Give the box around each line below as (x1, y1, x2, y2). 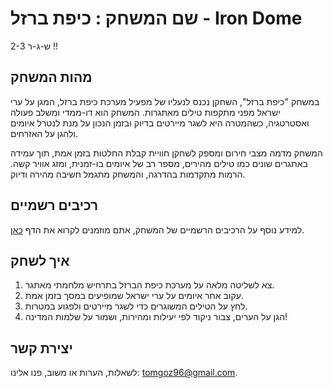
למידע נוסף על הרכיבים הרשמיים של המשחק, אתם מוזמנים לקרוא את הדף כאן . (10, 223, 305, 236)
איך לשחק (10, 252, 70, 269)
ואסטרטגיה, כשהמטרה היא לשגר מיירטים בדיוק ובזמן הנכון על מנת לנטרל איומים (10, 117, 310, 129)
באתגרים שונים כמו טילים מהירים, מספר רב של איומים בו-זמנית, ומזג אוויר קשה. (10, 157, 308, 169)
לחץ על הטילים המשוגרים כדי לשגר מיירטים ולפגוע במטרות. (24, 300, 248, 312)
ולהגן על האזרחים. (10, 127, 79, 139)
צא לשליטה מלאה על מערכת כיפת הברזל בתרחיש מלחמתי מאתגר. (24, 279, 275, 291)
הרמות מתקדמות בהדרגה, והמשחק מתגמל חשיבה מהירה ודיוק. (10, 168, 246, 180)
